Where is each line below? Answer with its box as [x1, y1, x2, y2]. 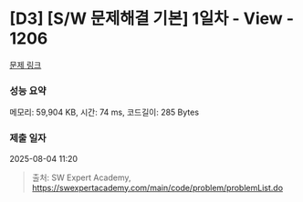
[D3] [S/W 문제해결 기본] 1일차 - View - [9, 8, 295, 29]
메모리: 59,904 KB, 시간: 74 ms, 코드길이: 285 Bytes [9, 106, 199, 118]
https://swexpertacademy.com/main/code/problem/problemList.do [31, 182, 284, 193]
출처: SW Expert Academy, [31, 172, 131, 183]
